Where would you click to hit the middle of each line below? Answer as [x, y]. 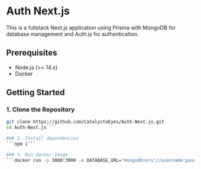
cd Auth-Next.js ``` [31, 128]
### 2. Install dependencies [42, 138]
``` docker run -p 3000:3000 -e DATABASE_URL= [64, 160]
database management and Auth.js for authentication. [72, 34]
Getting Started [36, 93]
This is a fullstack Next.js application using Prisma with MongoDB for [91, 28]
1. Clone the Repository [40, 110]
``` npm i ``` [21, 144]
